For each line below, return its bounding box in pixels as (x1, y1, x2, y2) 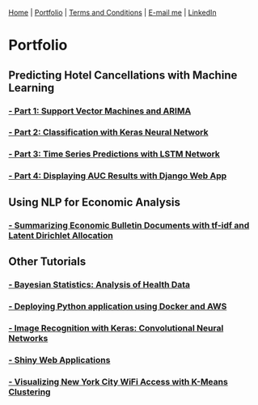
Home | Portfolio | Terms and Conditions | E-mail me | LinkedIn (8, 8, 217, 17)
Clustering (8, 386, 51, 397)
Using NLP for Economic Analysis (8, 195, 180, 209)
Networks (8, 332, 49, 343)
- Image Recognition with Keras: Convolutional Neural (8, 322, 224, 334)
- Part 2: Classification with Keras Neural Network (8, 126, 209, 138)
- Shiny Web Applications (8, 354, 111, 365)
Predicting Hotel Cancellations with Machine (8, 68, 238, 82)
